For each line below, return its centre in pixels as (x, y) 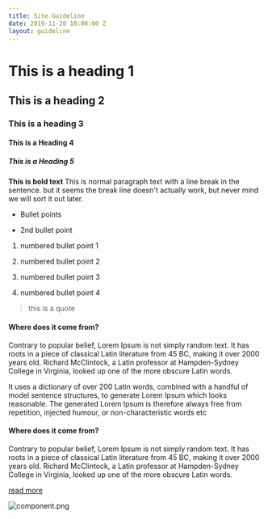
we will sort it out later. (46, 199)
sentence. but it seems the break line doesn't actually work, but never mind (134, 190)
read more (25, 490)
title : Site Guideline (46, 16)
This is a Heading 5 (41, 162)
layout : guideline (39, 31)
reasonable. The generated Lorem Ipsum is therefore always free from (125, 403)
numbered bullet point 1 (59, 246)
